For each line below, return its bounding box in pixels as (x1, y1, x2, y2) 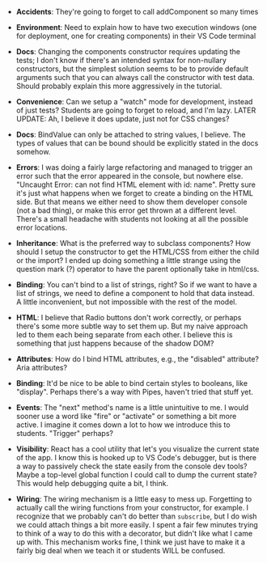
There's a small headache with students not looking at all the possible (15, 214, 249, 223)
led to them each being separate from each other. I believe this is (15, 330, 233, 339)
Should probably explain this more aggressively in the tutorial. (15, 81, 222, 91)
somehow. (15, 147, 51, 156)
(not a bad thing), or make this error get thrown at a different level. (15, 205, 237, 215)
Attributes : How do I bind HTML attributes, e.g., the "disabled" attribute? (15, 354, 259, 363)
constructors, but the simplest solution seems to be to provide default (15, 64, 249, 74)
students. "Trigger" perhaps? (15, 429, 113, 438)
